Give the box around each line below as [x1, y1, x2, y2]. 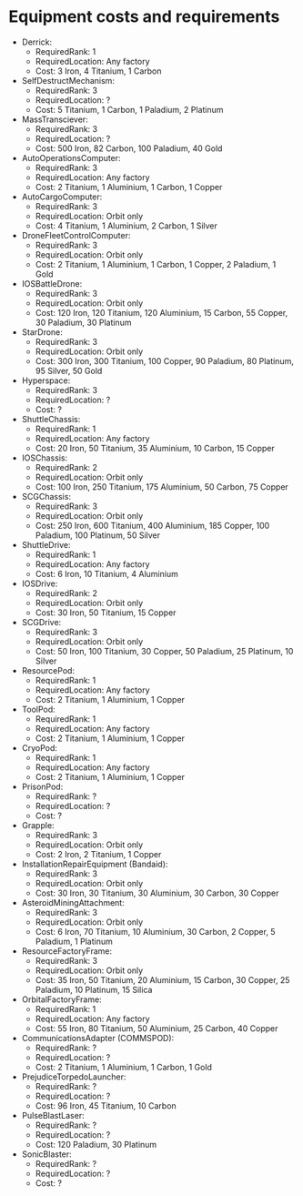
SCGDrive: [21, 616, 62, 627]
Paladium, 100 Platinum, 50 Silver [35, 530, 161, 541]
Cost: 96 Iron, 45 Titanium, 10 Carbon [35, 1100, 177, 1111]
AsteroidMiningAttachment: [21, 897, 125, 907]
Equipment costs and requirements [8, 6, 280, 27]
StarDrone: [21, 326, 63, 338]
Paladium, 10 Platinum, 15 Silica [35, 984, 153, 995]
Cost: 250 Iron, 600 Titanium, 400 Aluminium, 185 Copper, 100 [35, 520, 270, 531]
